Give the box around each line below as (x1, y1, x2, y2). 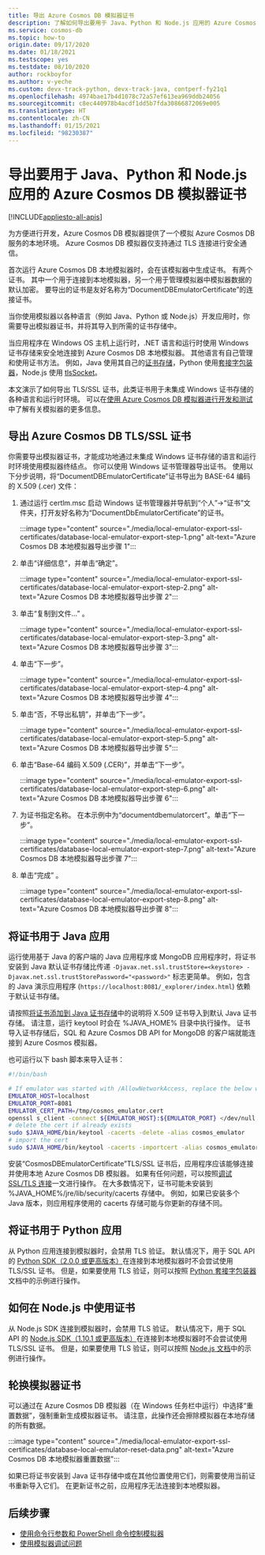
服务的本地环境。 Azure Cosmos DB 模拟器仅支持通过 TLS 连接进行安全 (8, 238, 241, 247)
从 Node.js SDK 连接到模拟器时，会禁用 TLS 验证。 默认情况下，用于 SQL (8, 1323, 247, 1333)
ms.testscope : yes (8, 56, 69, 64)
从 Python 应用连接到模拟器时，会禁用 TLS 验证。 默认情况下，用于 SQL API (8, 1246, 255, 1256)
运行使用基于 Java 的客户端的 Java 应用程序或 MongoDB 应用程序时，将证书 (8, 952, 256, 962)
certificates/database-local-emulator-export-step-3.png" (19, 633, 206, 642)
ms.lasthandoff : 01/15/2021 (8, 122, 101, 130)
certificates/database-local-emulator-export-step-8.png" (19, 894, 207, 905)
